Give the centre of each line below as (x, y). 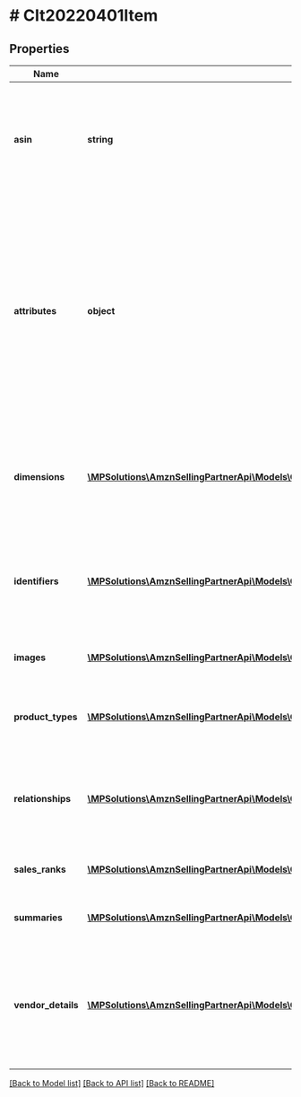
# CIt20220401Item (84, 16)
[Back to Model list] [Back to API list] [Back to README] (112, 1083)
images (30, 657)
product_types (46, 717)
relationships (43, 799)
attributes (35, 311)
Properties (39, 49)
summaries (38, 918)
